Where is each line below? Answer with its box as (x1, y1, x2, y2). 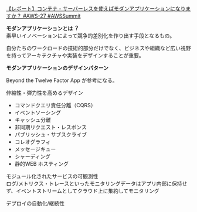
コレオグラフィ (14, 138, 51, 145)
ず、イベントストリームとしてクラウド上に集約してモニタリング (6, 187, 159, 194)
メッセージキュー (14, 146, 56, 152)
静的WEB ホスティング (14, 160, 69, 167)
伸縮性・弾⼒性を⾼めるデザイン (6, 90, 83, 96)
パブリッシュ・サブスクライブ (14, 131, 87, 138)
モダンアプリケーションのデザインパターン (6, 64, 109, 71)
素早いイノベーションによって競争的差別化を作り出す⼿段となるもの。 (6, 32, 175, 39)
